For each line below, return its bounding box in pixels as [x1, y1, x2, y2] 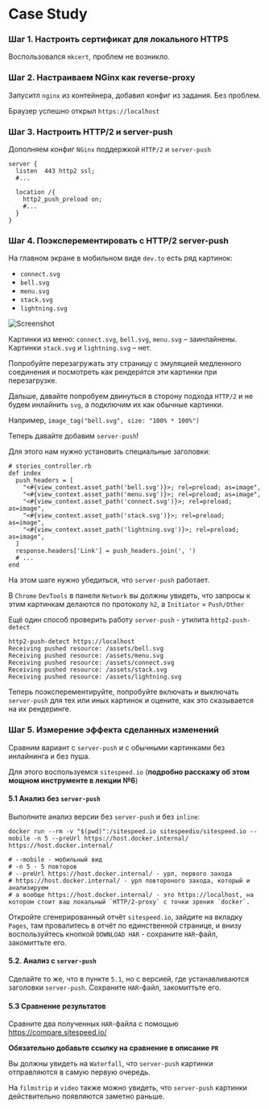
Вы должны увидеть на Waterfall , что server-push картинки [8, 1059, 213, 1069]
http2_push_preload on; [23, 195, 103, 204]
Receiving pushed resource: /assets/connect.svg [8, 658, 175, 667]
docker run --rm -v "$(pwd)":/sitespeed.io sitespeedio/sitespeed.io [8, 827, 247, 835]
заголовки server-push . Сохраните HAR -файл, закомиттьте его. [8, 982, 221, 992]
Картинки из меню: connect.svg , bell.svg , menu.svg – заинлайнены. [8, 334, 238, 344]
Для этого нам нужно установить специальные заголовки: [8, 447, 211, 456]
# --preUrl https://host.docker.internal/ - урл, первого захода [8, 870, 232, 878]
